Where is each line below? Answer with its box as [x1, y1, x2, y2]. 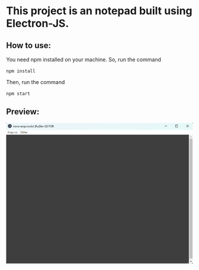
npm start [6, 91, 31, 97]
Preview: [6, 107, 40, 117]
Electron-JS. [6, 17, 69, 30]
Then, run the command [6, 79, 65, 85]
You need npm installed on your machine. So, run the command [6, 56, 162, 63]
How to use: [6, 40, 52, 50]
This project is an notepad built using [6, 4, 192, 18]
